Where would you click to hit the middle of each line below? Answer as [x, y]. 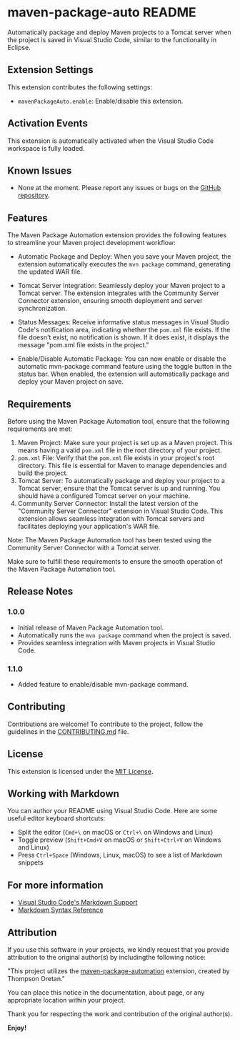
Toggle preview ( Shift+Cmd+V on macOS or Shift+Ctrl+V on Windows [119, 840]
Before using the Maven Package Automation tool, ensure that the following [119, 421]
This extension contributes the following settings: [80, 87]
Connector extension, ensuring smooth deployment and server [110, 301]
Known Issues [40, 170]
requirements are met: [40, 429]
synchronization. [42, 309]
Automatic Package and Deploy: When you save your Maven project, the [124, 257]
